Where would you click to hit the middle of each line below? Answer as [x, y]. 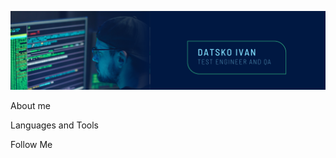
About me [30, 105]
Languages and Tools [55, 125]
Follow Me [31, 144]
